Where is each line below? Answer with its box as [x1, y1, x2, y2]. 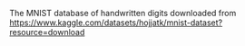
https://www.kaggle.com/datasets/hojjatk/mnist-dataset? [9, 17, 223, 28]
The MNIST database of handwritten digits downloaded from [9, 8, 237, 18]
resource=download [9, 27, 85, 37]
